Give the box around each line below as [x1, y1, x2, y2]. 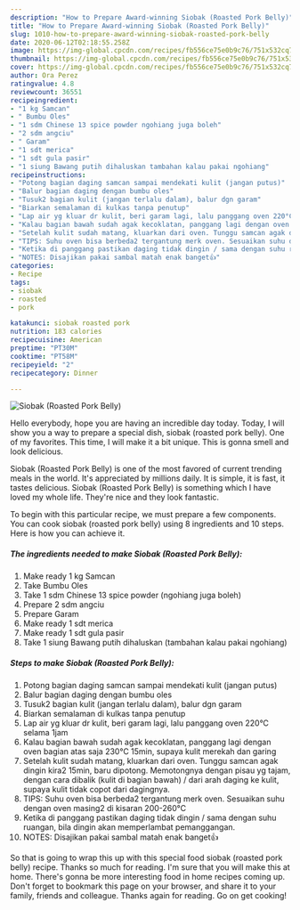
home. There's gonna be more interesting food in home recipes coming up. [10, 872, 286, 882]
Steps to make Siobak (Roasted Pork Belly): [10, 657, 174, 668]
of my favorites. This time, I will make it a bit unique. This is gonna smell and [10, 437, 289, 448]
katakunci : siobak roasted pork [10, 319, 130, 328]
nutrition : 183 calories [10, 327, 102, 337]
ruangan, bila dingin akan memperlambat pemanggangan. [22, 822, 236, 833]
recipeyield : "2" [10, 360, 75, 370]
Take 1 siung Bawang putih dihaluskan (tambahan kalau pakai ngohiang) [22, 638, 288, 648]
